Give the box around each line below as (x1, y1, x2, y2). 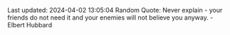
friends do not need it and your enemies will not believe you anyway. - (7, 13, 214, 22)
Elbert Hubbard (7, 21, 52, 29)
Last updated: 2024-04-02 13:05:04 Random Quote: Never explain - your (7, 6, 223, 14)
